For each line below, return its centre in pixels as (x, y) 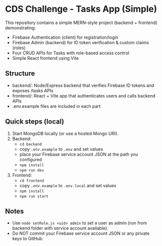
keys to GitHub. (28, 239)
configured (31, 159)
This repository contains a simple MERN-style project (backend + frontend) (81, 23)
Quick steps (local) (35, 122)
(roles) (19, 48)
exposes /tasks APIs (33, 90)
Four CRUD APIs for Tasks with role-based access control (70, 53)
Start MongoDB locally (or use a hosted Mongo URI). (65, 133)
